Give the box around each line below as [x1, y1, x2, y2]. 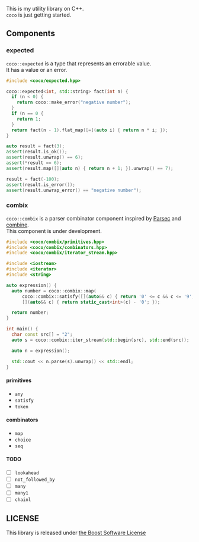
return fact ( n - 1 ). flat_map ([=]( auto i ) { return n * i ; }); [11, 127, 168, 133]
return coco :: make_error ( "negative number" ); [17, 99, 131, 106]
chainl [14, 497, 31, 503]
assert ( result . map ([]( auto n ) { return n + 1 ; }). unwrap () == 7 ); [6, 165, 174, 171]
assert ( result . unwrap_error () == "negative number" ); [6, 187, 142, 193]
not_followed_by [14, 477, 55, 483]
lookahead [14, 470, 40, 476]
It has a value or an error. [6, 66, 68, 73]
